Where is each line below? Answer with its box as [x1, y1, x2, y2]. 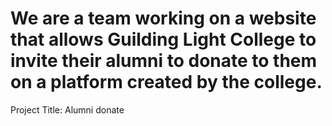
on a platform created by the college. [10, 71, 323, 94]
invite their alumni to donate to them [10, 50, 318, 72]
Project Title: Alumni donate [10, 103, 125, 116]
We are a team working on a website [10, 7, 317, 30]
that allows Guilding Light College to [10, 28, 317, 51]
